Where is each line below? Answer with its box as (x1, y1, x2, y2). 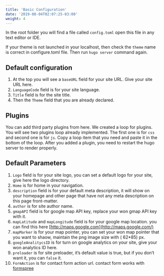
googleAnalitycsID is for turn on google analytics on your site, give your (12, 239, 158, 245)
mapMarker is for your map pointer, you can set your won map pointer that (12, 229, 160, 235)
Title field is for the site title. (12, 92, 71, 98)
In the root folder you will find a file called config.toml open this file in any (5, 30, 155, 36)
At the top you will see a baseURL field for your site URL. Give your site (12, 77, 153, 82)
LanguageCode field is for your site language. (12, 87, 101, 93)
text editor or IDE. (5, 35, 41, 40)
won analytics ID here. (12, 244, 58, 250)
